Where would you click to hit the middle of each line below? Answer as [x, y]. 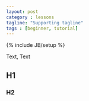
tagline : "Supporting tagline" [45, 23]
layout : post [22, 12]
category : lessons [30, 17]
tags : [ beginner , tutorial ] [42, 28]
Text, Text [18, 56]
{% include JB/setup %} [36, 45]
